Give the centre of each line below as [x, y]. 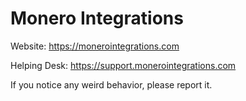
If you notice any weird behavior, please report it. [111, 84]
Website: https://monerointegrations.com [95, 46]
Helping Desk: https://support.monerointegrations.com [123, 65]
